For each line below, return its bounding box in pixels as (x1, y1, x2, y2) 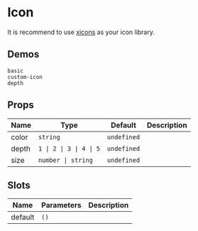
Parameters (41, 200, 82, 210)
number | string (38, 156, 94, 164)
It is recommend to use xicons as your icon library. (7, 28, 155, 36)
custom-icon (7, 73, 43, 80)
